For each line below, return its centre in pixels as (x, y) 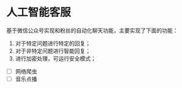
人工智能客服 (39, 12)
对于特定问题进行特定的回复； (53, 43)
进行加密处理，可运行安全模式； (55, 58)
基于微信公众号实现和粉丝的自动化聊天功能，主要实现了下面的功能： (92, 30)
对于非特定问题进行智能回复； (53, 51)
